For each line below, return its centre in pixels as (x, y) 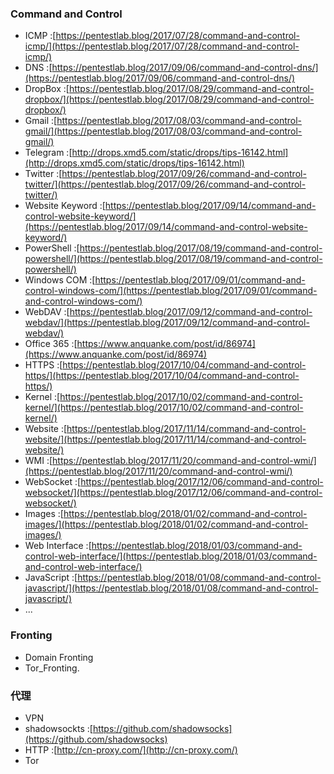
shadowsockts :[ (58, 728)
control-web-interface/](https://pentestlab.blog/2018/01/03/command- (171, 556)
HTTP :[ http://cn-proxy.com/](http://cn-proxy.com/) (131, 749)
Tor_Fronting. (52, 668)
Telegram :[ (48, 153)
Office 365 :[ (51, 344)
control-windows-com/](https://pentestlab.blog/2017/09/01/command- (171, 291)
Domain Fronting (59, 657)
